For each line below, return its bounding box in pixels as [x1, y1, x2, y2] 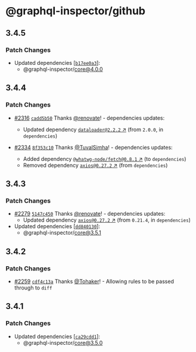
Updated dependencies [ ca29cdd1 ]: [14, 332, 101, 340]
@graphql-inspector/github [5, 4, 146, 18]
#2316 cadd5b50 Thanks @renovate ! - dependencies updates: [14, 114, 165, 122]
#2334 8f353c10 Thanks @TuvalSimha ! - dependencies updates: [14, 144, 173, 151]
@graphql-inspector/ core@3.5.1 [23, 229, 102, 236]
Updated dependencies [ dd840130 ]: [14, 223, 101, 230]
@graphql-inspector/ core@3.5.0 [23, 339, 103, 346]
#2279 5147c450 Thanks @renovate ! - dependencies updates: [14, 210, 166, 217]
